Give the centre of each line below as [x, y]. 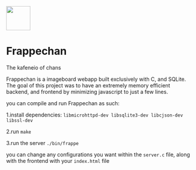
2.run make [19, 131]
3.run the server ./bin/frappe [42, 143]
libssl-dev [20, 120]
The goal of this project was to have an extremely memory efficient [88, 85]
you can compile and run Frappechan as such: [63, 103]
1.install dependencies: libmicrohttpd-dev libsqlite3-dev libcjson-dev [94, 115]
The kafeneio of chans [34, 67]
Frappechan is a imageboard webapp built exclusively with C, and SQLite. [96, 79]
